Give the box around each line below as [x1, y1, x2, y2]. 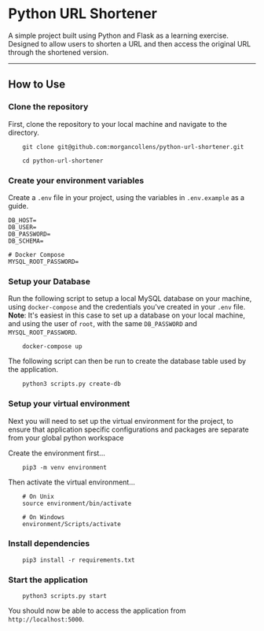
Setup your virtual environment [8, 399, 130, 410]
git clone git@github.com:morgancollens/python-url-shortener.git [22, 143, 244, 150]
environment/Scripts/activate [22, 520, 122, 528]
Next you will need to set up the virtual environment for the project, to [8, 416, 233, 425]
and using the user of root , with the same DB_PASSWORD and [8, 319, 198, 328]
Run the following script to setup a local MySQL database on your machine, [8, 294, 252, 303]
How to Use [8, 78, 66, 91]
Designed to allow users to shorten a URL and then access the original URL [8, 39, 251, 48]
